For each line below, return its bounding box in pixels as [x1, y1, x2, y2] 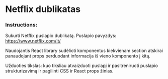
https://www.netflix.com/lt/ [5, 38, 61, 44]
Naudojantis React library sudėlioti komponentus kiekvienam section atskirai [5, 47, 163, 53]
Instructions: [5, 21, 38, 28]
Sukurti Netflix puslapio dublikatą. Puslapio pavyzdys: [5, 32, 117, 38]
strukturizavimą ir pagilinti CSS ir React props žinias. [5, 68, 114, 74]
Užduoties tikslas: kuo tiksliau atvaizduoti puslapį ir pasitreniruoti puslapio [5, 62, 158, 68]
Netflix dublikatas [5, 3, 81, 15]
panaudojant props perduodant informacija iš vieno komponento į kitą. [5, 53, 151, 59]
